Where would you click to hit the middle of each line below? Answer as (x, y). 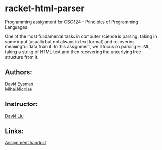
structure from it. (22, 57)
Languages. (17, 27)
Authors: (19, 72)
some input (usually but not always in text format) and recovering (70, 41)
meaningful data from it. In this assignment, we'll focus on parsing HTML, (78, 46)
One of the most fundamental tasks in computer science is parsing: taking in (81, 36)
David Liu (15, 116)
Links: (15, 131)
